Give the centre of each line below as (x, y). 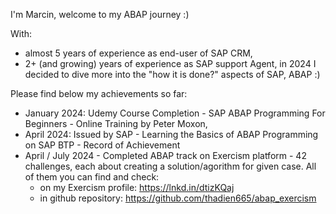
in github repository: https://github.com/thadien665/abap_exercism (178, 198)
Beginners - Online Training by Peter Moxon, (116, 123)
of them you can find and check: (92, 177)
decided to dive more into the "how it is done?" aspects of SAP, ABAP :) (172, 74)
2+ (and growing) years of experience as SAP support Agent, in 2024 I (170, 63)
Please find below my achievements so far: (99, 93)
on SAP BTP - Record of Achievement (102, 145)
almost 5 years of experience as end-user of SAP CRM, (138, 53)
